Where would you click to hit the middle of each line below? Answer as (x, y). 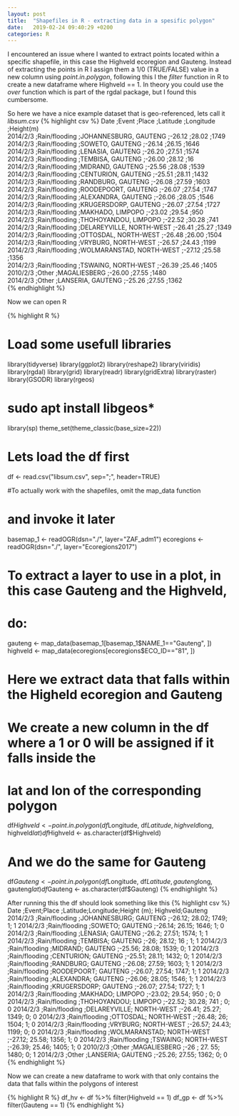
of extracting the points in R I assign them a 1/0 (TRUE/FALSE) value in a (113, 69)
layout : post (27, 14)
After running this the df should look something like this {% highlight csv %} (119, 903)
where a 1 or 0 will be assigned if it (111, 743)
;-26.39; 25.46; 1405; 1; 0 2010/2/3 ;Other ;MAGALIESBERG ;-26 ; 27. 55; (114, 1047)
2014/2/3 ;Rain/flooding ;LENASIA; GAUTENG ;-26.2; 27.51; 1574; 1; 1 (108, 933)
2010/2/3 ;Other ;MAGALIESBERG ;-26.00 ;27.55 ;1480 (87, 273)
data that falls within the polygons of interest (73, 1084)
